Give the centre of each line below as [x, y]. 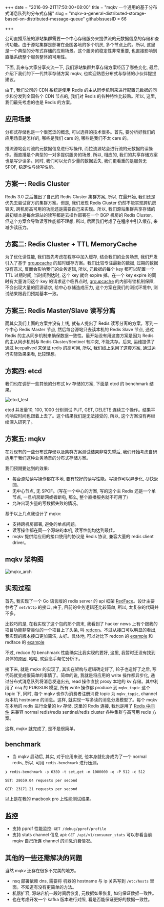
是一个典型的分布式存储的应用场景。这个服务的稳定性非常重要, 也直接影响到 [81, 51]
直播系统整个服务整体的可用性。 [37, 57]
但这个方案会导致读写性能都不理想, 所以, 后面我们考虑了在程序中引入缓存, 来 [81, 221]
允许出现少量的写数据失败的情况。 [46, 503]
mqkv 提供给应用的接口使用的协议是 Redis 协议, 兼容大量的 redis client [83, 536]
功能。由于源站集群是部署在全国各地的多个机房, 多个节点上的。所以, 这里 [82, 45]
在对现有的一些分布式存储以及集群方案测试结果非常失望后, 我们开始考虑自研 [81, 452]
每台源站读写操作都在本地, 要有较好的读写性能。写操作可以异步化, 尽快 [83, 479]
